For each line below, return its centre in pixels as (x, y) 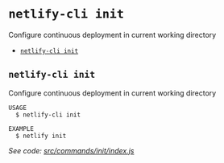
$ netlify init (41, 136)
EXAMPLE (21, 128)
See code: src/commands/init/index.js (71, 150)
